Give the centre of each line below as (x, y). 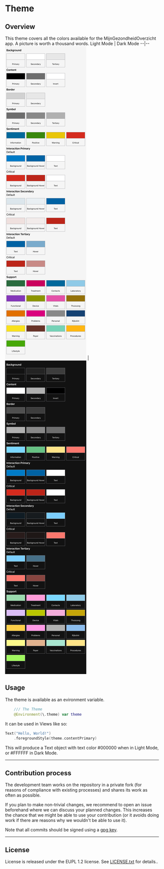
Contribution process (38, 773)
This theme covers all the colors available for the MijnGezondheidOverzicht (81, 38)
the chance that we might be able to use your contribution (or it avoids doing (82, 815)
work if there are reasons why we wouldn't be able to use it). (66, 821)
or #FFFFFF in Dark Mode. (31, 753)
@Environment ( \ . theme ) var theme (48, 714)
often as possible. (23, 795)
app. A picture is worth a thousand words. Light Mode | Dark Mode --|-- (77, 44)
